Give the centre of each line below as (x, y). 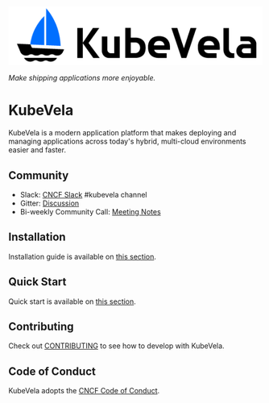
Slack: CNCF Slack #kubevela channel (83, 194)
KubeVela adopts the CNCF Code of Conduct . (84, 391)
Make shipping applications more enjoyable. (82, 78)
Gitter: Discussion (50, 203)
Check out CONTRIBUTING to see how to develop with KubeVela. (116, 346)
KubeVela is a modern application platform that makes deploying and (122, 133)
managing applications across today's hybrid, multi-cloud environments (128, 141)
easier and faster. (37, 150)
